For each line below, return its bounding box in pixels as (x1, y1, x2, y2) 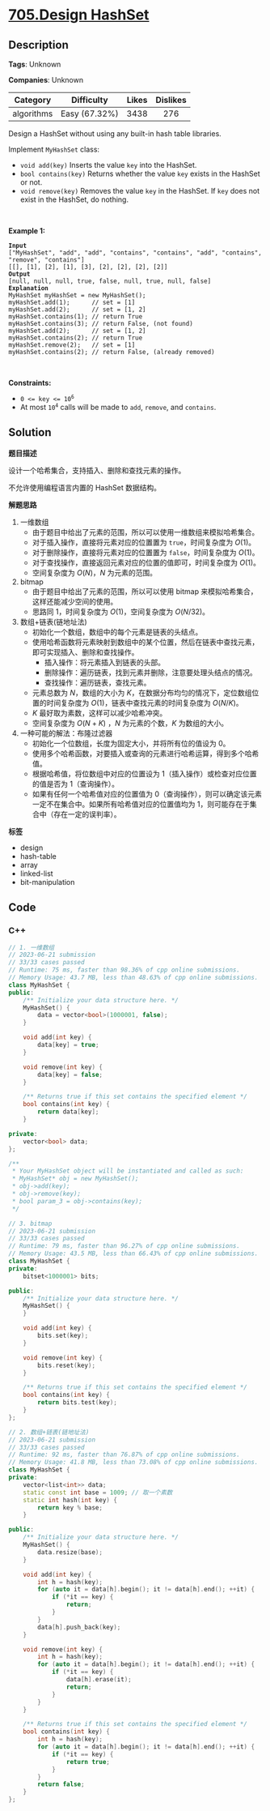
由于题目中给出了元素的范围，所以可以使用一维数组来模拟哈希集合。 (32, 527, 259, 536)
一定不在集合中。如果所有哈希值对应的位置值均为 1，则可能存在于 (32, 799, 251, 809)
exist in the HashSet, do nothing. (19, 194, 129, 204)
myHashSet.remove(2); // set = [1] (8, 341, 136, 349)
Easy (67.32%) (60, 108, 119, 119)
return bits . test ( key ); (37, 1399, 117, 1407)
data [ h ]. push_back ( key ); (37, 1623, 121, 1631)
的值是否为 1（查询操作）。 (32, 779, 120, 788)
